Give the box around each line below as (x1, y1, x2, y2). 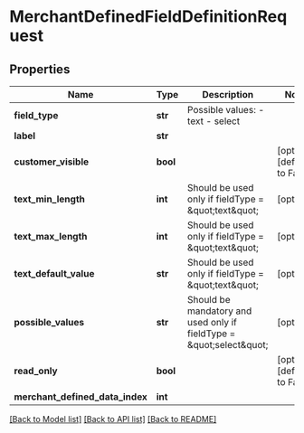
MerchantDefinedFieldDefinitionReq (9, 6, 288, 27)
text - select (186, 115, 241, 127)
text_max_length (14, 231, 88, 242)
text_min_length (14, 193, 86, 205)
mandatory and (186, 305, 252, 317)
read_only (14, 364, 58, 377)
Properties (9, 61, 71, 77)
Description (202, 89, 254, 100)
